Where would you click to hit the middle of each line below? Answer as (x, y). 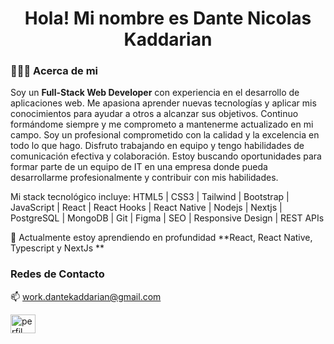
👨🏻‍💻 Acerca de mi (54, 71)
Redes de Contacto (57, 274)
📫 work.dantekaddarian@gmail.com (86, 296)
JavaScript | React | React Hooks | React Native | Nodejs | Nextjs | (146, 208)
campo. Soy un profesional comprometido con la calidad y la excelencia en (165, 135)
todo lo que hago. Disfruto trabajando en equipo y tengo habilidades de (157, 146)
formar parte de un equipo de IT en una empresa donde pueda (139, 167)
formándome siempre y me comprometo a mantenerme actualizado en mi (162, 124)
